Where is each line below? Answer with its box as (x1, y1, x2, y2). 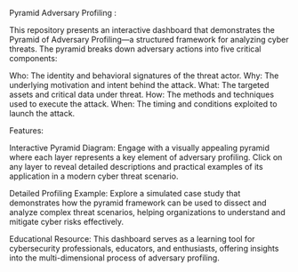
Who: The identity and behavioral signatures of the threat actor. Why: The (9, 70, 279, 81)
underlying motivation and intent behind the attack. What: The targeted (9, 80, 270, 90)
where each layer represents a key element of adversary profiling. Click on (9, 152, 283, 163)
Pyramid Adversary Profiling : (9, 8, 117, 18)
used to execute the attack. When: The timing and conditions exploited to (9, 99, 278, 109)
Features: (9, 125, 44, 136)
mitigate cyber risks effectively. (9, 217, 125, 227)
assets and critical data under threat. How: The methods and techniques (9, 89, 274, 100)
